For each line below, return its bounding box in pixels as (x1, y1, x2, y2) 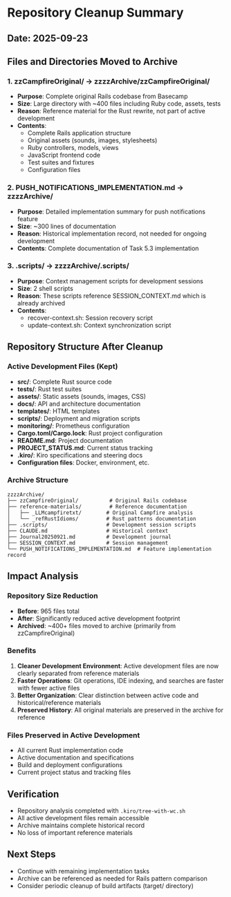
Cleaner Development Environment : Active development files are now (17, 661, 219, 670)
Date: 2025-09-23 (7, 32, 89, 44)
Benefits (7, 646, 37, 656)
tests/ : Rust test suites (17, 385, 82, 393)
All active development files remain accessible (17, 813, 150, 822)
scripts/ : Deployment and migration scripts (17, 414, 140, 422)
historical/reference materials (17, 698, 102, 706)
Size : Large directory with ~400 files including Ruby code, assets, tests (17, 100, 221, 108)
